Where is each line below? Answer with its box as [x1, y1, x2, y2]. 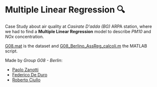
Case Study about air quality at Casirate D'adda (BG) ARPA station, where [5, 23, 152, 29]
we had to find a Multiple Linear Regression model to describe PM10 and [5, 28, 151, 34]
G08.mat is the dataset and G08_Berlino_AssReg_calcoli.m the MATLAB [5, 43, 147, 49]
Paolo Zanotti [12, 66, 39, 73]
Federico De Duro [12, 72, 47, 77]
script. [5, 48, 18, 54]
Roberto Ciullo [12, 77, 41, 83]
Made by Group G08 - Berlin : [5, 57, 63, 63]
